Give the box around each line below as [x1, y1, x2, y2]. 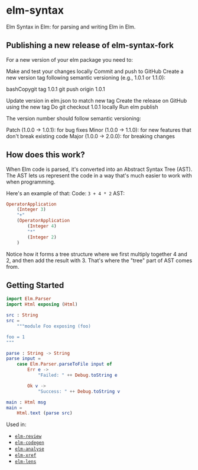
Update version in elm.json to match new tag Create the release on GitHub [6, 97, 187, 104]
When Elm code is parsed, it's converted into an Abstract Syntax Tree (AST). [6, 166, 193, 173]
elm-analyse [14, 446, 44, 452]
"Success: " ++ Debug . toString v [37, 388, 120, 395]
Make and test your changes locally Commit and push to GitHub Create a [6, 68, 184, 75]
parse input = [6, 355, 41, 362]
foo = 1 [6, 334, 25, 340]
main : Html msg [6, 399, 46, 405]
